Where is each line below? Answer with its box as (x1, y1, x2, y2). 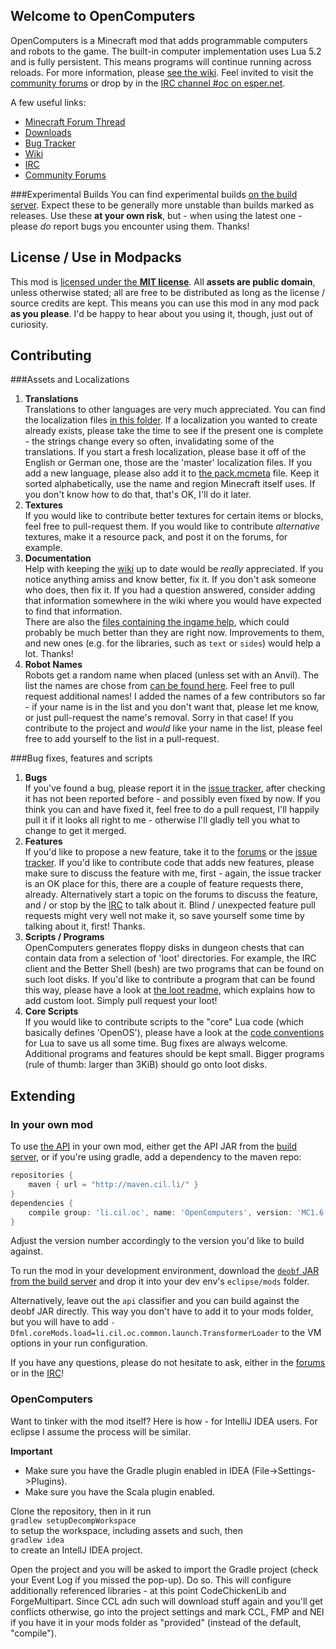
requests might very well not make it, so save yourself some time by (24, 910, 305, 922)
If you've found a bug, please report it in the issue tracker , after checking (24, 782, 326, 794)
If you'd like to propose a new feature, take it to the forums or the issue (24, 846, 318, 858)
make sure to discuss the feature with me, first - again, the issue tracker (24, 867, 322, 879)
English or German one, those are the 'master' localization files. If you (24, 457, 313, 469)
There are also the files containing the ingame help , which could (24, 616, 290, 628)
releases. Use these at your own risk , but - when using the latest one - (10, 209, 303, 221)
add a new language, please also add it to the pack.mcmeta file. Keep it (24, 467, 320, 479)
